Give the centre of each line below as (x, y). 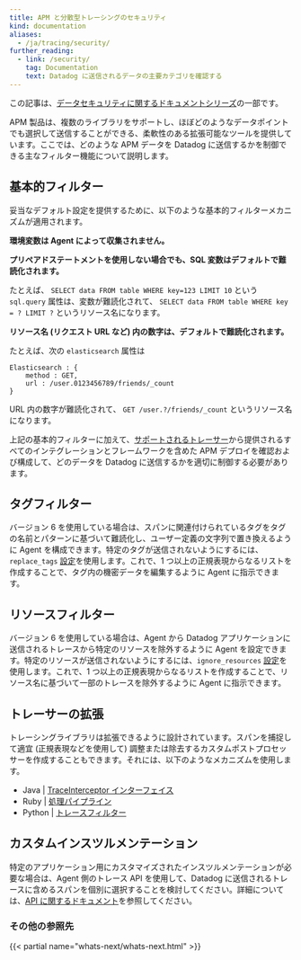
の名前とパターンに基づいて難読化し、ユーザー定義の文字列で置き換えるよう (150, 538)
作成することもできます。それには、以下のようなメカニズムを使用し (159, 760)
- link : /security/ (54, 59)
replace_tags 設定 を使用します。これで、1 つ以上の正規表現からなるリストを (151, 561)
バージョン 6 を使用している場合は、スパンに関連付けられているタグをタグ (148, 528)
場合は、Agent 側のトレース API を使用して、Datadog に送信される (148, 878)
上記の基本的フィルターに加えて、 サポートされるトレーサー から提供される (147, 439)
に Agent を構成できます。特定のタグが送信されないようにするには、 (136, 550)
